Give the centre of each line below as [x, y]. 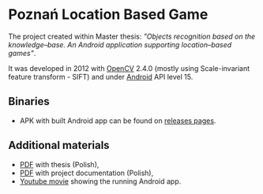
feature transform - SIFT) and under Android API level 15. [101, 76]
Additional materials [59, 145]
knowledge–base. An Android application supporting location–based [120, 44]
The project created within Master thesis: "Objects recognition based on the [132, 36]
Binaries [29, 101]
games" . [22, 53]
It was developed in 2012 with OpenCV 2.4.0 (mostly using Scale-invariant [129, 68]
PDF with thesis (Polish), [59, 164]
